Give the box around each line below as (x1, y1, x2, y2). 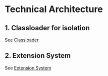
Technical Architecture (5, 4, 103, 15)
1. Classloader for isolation (5, 24, 90, 32)
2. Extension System (5, 51, 71, 60)
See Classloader (5, 37, 39, 43)
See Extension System (5, 64, 51, 71)
